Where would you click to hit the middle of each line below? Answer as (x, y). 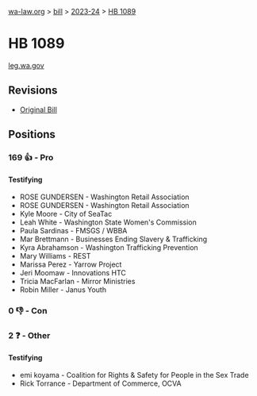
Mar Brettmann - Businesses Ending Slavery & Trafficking (113, 239)
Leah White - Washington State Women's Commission (108, 222)
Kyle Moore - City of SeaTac (66, 214)
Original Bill (38, 110)
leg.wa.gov (27, 65)
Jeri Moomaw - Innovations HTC (73, 273)
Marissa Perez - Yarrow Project (71, 264)
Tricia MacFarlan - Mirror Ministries (77, 282)
